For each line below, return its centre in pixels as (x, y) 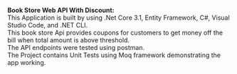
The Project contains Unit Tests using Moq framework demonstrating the (114, 55)
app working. (27, 62)
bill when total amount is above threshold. (69, 40)
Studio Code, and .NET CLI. (48, 25)
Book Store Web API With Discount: (61, 10)
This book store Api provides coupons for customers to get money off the (115, 32)
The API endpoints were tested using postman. (76, 48)
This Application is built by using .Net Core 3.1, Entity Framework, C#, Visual (118, 18)
